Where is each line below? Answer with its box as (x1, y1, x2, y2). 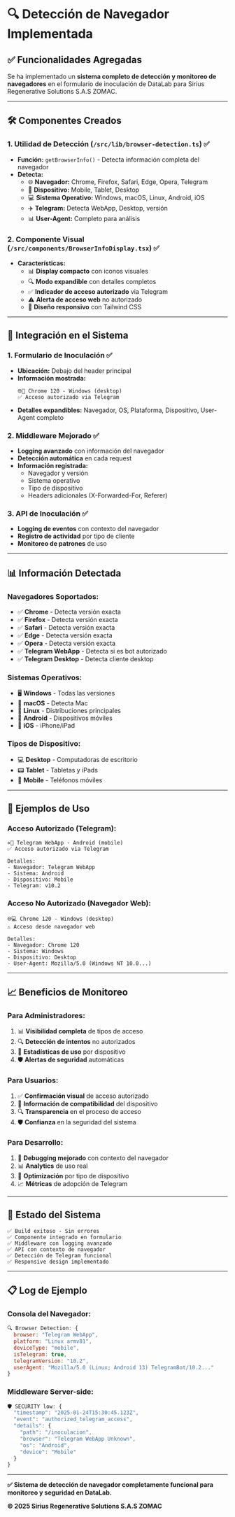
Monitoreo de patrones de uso (17, 539, 107, 548)
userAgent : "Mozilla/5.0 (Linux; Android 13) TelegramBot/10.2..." (13, 1364, 215, 1371)
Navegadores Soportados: (7, 591, 99, 601)
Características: (17, 259, 66, 267)
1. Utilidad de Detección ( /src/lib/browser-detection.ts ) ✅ (7, 139, 210, 149)
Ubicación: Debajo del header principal (17, 366, 131, 375)
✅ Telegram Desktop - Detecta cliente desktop (17, 654, 154, 663)
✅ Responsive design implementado (7, 1258, 109, 1265)
